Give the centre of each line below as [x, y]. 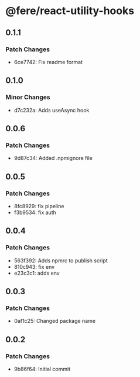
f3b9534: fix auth [35, 212]
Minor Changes [28, 97]
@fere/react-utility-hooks [70, 11]
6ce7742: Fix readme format [48, 62]
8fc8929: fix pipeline [39, 206]
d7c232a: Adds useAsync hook [52, 110]
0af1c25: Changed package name [55, 321]
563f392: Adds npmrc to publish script [61, 261]
